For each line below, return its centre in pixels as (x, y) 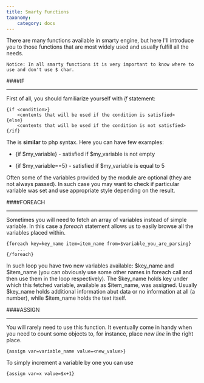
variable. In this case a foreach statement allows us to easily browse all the (100, 226)
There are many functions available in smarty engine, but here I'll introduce (100, 41)
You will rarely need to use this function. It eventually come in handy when (99, 327)
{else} (15, 120)
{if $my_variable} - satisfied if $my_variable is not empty (85, 154)
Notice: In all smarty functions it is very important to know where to (100, 64)
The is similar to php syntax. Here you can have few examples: (85, 142)
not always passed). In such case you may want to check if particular (93, 184)
